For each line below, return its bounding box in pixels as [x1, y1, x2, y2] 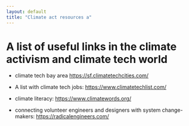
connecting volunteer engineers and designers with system [14, 106, 161, 114]
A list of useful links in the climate [6, 40, 177, 53]
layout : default [6, 8, 47, 15]
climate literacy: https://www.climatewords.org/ [14, 95, 132, 102]
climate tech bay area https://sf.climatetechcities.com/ [14, 72, 149, 79]
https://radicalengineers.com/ [36, 113, 109, 120]
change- [162, 106, 183, 114]
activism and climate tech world [6, 52, 168, 66]
